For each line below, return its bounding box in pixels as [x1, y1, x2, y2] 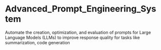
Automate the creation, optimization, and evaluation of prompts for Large [5, 29, 151, 35]
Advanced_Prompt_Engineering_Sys [5, 3, 157, 14]
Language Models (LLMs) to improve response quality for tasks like [5, 35, 140, 40]
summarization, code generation [5, 39, 71, 45]
